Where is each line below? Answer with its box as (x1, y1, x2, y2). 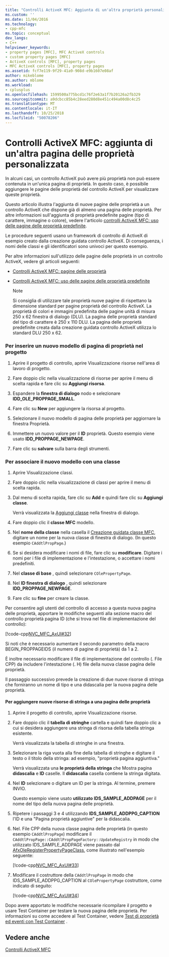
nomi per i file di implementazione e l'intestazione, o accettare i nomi (12, 555, 155, 561)
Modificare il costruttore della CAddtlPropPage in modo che (12, 872, 133, 878)
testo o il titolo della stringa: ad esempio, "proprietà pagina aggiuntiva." (12, 755, 160, 762)
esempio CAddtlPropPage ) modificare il (12, 831, 92, 837)
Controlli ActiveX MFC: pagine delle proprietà (12, 268, 107, 274)
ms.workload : (5, 82, 33, 87)
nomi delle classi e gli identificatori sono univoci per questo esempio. (5, 243, 148, 249)
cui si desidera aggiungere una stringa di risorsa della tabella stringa (12, 725, 154, 731)
